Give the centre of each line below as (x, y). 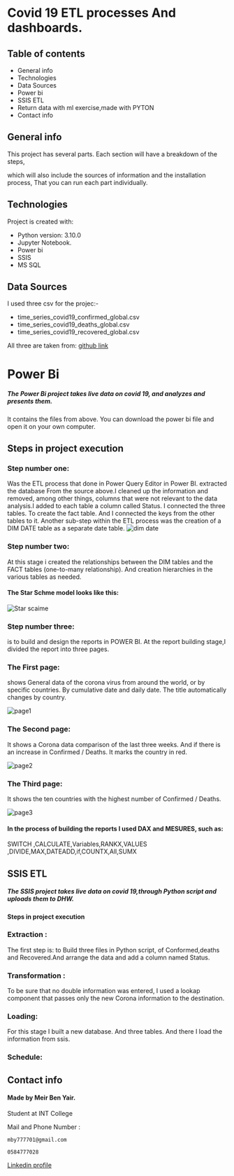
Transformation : (36, 976)
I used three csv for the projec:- (53, 303)
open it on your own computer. (51, 426)
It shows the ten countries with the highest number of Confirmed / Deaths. (114, 799)
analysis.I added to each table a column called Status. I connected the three (116, 506)
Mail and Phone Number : (44, 1127)
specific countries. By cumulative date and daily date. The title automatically (117, 690)
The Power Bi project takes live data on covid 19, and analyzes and (106, 394)
